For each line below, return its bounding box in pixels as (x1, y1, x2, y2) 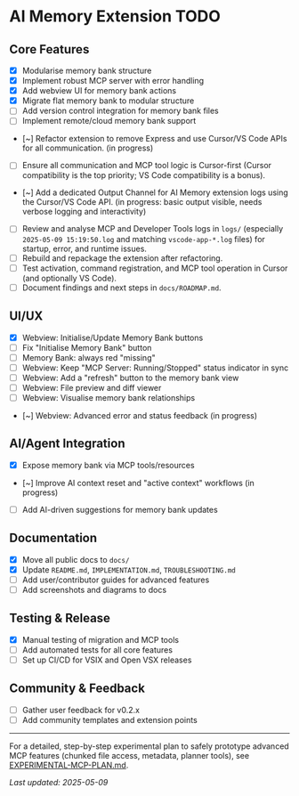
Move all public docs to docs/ (21, 554, 130, 565)
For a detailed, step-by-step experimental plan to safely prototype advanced (9, 741, 289, 751)
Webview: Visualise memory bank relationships (21, 392, 196, 402)
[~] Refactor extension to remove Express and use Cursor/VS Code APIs (21, 134, 287, 144)
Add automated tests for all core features (21, 644, 174, 655)
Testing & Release (9, 611, 111, 626)
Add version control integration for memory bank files (21, 105, 220, 117)
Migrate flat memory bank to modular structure (21, 95, 195, 106)
